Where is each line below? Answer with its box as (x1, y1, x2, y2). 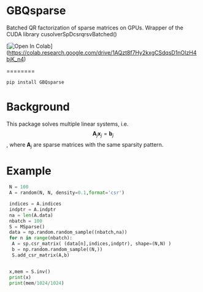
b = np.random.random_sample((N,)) (12, 247, 103, 253)
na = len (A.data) (9, 212, 53, 218)
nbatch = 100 (9, 218, 43, 224)
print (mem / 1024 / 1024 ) (9, 280, 64, 286)
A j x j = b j (92, 129, 114, 139)
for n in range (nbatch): (9, 235, 72, 241)
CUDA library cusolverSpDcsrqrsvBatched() (6, 30, 118, 37)
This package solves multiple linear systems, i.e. (6, 120, 129, 128)
